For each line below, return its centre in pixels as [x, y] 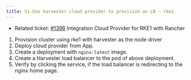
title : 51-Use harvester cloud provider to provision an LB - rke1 [90, 11]
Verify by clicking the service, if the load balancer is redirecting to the [98, 64]
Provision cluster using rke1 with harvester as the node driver [88, 39]
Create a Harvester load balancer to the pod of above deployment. [95, 58]
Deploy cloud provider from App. [54, 46]
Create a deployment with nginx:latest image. [71, 52]
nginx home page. [36, 70]
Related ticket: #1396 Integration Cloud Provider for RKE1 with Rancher [100, 28]
